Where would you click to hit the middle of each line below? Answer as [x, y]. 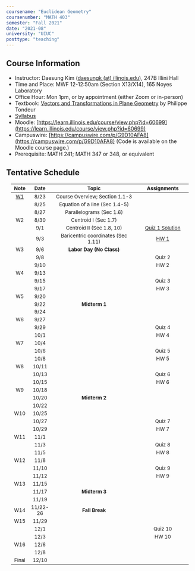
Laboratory [28, 91]
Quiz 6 [163, 374]
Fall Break [94, 510]
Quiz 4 [163, 328]
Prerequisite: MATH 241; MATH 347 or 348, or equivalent [84, 154]
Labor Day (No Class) [94, 249]
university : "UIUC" [30, 34]
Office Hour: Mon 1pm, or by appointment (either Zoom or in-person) [99, 97]
